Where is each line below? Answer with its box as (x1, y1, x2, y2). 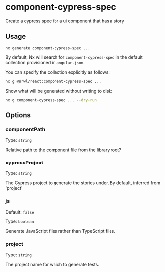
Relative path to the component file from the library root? (5, 147, 122, 153)
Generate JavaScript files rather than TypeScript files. (5, 228, 115, 234)
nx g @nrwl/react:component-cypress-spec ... (5, 79, 101, 84)
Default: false (5, 209, 34, 215)
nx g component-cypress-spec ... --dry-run (5, 97, 97, 103)
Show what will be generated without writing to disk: (5, 88, 113, 94)
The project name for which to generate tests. (5, 261, 100, 267)
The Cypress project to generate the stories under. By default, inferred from (5, 180, 161, 186)
